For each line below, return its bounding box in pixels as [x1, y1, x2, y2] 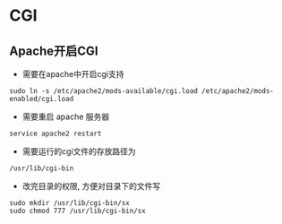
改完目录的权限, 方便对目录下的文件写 [21, 181, 161, 191]
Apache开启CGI [9, 43, 98, 58]
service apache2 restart [9, 129, 102, 138]
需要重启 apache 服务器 [21, 111, 110, 122]
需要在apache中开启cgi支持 [21, 69, 124, 79]
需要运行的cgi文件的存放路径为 [21, 146, 136, 157]
